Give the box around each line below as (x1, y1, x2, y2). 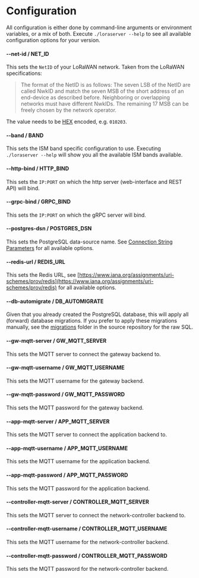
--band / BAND (6, 132, 44, 139)
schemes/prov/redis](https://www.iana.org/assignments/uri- (6, 278, 154, 285)
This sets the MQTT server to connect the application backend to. (6, 431, 168, 438)
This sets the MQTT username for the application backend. (6, 458, 150, 465)
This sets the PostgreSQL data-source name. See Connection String (6, 238, 173, 245)
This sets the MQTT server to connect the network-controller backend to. (6, 511, 186, 518)
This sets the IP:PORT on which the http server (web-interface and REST (6, 178, 182, 185)
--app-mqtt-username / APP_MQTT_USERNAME (6, 445, 128, 452)
